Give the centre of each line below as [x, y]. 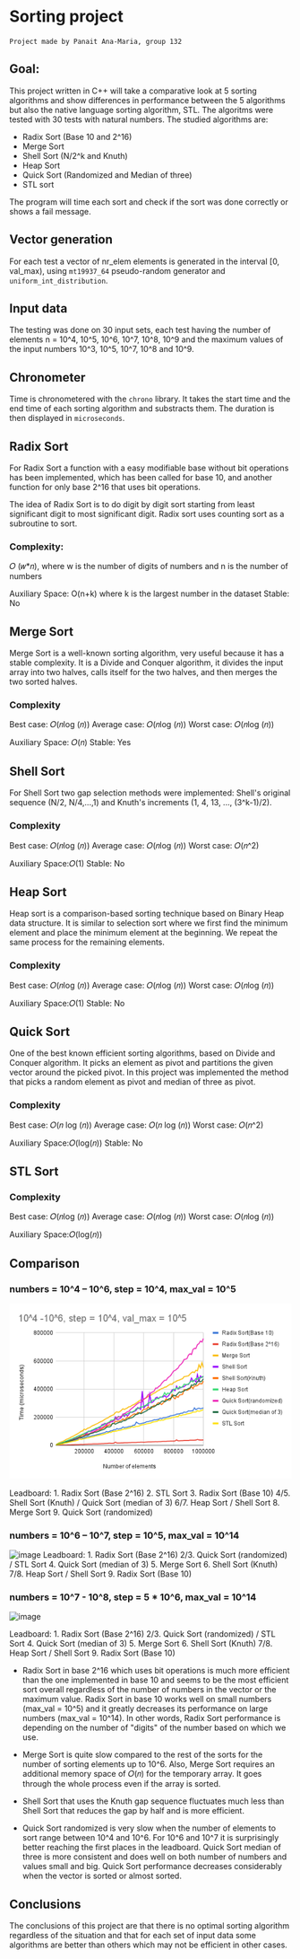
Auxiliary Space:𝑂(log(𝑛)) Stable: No [76, 1143]
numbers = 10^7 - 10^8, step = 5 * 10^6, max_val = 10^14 [133, 1597]
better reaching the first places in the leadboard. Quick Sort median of [152, 1848]
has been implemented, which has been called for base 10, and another [141, 477]
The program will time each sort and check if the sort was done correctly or [149, 202]
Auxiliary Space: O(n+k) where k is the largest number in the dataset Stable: [149, 593]
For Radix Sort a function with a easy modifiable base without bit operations [149, 468]
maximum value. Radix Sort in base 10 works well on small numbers [147, 1700]
